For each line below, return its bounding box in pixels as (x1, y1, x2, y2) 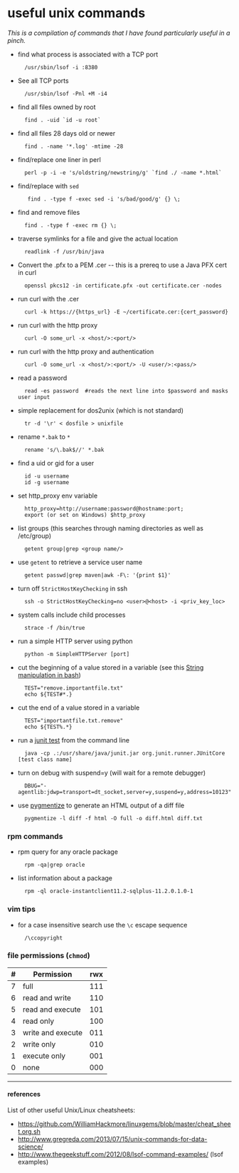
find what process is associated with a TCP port (17, 50, 159, 59)
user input (17, 393, 51, 401)
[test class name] (17, 755, 73, 763)
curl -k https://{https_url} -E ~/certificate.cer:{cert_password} (24, 308, 229, 316)
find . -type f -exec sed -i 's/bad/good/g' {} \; (27, 195, 181, 203)
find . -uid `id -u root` (24, 116, 101, 124)
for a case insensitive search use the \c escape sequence (17, 920, 188, 929)
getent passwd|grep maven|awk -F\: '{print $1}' (24, 571, 171, 579)
